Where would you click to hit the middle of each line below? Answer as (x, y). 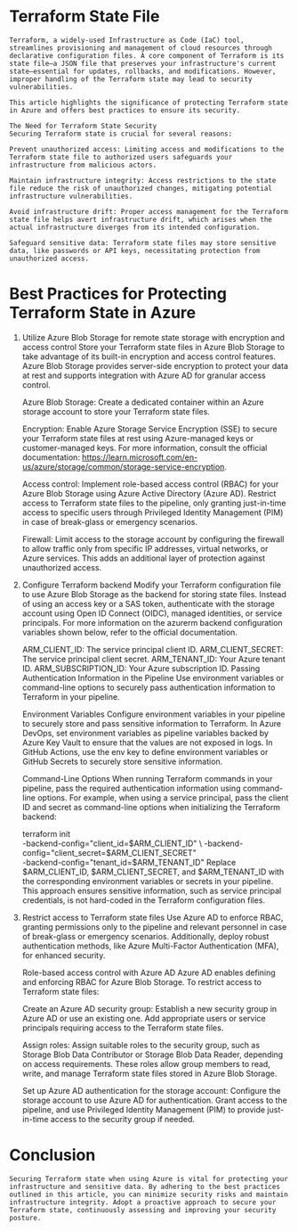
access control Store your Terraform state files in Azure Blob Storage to (153, 347)
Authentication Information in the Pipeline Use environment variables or (153, 677)
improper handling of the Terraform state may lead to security (131, 79)
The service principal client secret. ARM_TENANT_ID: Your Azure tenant (154, 659)
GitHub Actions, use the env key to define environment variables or (145, 751)
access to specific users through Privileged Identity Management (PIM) (153, 512)
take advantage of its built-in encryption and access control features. (149, 356)
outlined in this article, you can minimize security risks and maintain (149, 1194)
